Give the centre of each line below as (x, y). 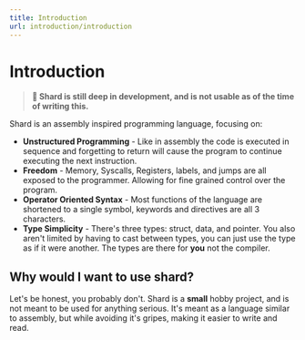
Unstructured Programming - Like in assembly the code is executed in (156, 141)
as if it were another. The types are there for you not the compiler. (146, 248)
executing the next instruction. (80, 161)
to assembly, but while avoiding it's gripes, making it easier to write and (143, 318)
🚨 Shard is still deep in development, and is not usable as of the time (163, 97)
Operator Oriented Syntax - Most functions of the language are (142, 200)
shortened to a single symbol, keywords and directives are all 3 (141, 210)
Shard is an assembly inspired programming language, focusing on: (136, 124)
